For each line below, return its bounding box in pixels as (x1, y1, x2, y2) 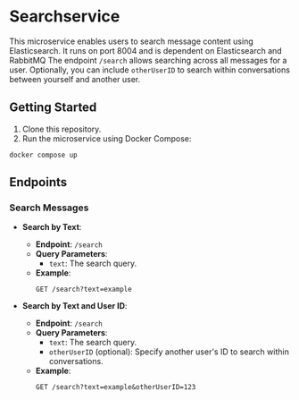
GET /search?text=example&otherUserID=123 (35, 383, 196, 392)
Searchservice (9, 6, 120, 27)
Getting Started (9, 100, 97, 115)
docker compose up (9, 150, 78, 159)
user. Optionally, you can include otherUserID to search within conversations (9, 64, 290, 75)
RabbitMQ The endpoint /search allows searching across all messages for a (9, 55, 287, 65)
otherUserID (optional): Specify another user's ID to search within (48, 346, 290, 357)
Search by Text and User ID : (21, 301, 128, 311)
